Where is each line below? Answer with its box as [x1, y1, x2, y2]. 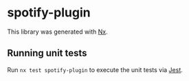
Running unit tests [7, 47, 87, 59]
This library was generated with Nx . [7, 27, 108, 36]
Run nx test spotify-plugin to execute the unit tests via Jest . [7, 65, 184, 73]
